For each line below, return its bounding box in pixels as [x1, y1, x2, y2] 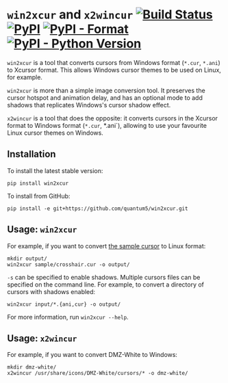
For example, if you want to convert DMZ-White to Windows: [7, 351, 178, 359]
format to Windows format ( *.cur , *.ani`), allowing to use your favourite [7, 121, 207, 129]
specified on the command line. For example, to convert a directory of [7, 280, 204, 289]
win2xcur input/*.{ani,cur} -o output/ [7, 301, 121, 308]
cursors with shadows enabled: [7, 287, 96, 295]
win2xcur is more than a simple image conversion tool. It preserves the [7, 86, 205, 94]
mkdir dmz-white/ [7, 364, 57, 371]
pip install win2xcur [7, 180, 69, 187]
